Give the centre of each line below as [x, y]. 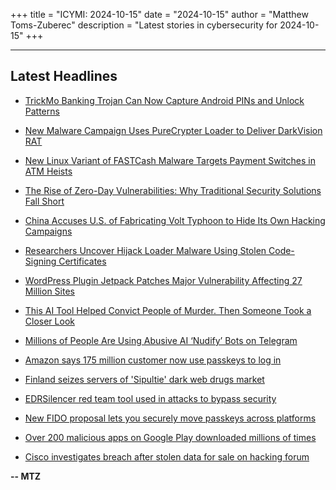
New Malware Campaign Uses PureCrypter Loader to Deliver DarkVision [173, 130]
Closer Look [49, 321]
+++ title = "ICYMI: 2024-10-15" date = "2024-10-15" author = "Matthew [159, 14]
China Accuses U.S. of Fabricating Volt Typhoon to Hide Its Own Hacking [175, 220]
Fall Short [44, 201]
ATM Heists [48, 171]
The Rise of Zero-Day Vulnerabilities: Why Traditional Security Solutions [173, 190]
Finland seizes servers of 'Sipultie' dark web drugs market [144, 379]
